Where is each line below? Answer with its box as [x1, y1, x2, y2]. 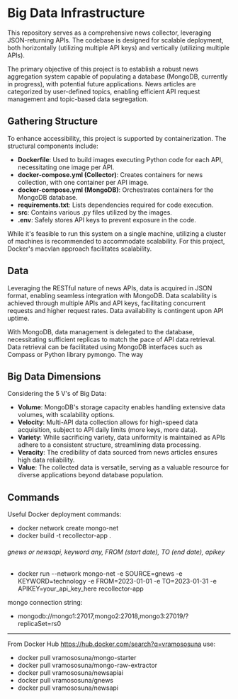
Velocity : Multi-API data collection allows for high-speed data [17, 418, 198, 426]
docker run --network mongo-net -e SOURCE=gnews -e [17, 569, 183, 578]
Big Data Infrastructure [7, 5, 145, 21]
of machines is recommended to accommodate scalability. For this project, [7, 237, 225, 245]
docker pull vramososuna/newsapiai [17, 669, 124, 677]
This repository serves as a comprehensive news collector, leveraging [7, 28, 212, 37]
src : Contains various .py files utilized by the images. [17, 208, 172, 217]
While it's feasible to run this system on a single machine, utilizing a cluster [7, 229, 227, 238]
